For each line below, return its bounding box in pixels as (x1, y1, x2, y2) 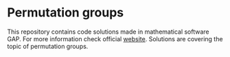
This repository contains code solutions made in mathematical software (7, 27, 209, 36)
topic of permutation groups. (7, 42, 89, 50)
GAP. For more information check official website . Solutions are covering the (7, 34, 223, 43)
